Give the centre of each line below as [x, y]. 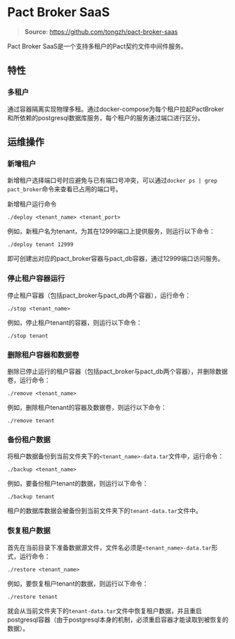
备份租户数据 [29, 439]
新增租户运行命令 [32, 204]
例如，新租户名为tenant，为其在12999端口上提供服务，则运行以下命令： [111, 231]
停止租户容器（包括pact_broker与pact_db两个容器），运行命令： [99, 295]
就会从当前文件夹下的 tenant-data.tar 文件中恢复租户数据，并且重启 [105, 611]
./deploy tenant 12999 [40, 245]
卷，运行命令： [29, 380]
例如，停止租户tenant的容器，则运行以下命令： [75, 322]
